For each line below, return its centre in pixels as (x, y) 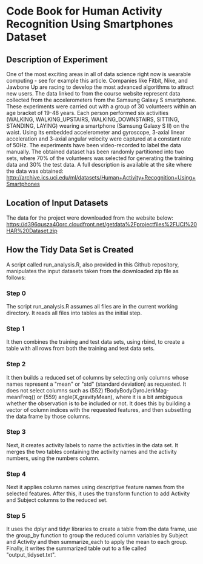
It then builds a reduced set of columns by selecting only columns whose (98, 377)
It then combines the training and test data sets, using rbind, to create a (95, 342)
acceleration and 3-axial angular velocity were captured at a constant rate (99, 139)
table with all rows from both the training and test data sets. (81, 349)
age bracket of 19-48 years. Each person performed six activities (87, 113)
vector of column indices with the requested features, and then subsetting (99, 409)
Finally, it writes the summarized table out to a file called (76, 548)
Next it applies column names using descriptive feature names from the (95, 487)
